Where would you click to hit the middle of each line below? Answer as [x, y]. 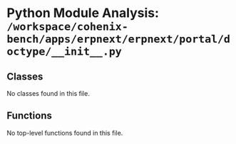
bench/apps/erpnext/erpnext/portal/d [119, 39]
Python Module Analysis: [83, 13]
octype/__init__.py [64, 51]
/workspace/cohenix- [68, 27]
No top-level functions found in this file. [65, 133]
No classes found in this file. [48, 93]
